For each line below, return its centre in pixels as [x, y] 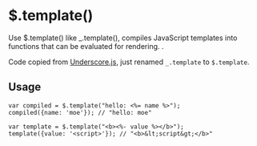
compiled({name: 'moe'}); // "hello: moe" [80, 112]
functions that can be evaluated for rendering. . [86, 46]
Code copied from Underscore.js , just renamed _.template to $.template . [129, 62]
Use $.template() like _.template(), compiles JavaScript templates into [123, 38]
